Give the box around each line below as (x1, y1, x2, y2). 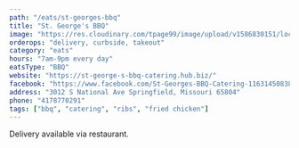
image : (9, 29, 34, 38)
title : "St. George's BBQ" (9, 21, 109, 30)
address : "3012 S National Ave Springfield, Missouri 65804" (9, 87, 241, 96)
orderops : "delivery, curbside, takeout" (9, 37, 166, 47)
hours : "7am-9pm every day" (9, 54, 114, 63)
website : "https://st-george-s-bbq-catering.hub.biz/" (9, 71, 217, 80)
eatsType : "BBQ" (9, 63, 69, 72)
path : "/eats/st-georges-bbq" (9, 12, 122, 22)
